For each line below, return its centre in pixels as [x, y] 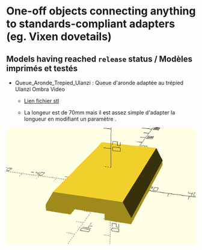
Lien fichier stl [41, 101]
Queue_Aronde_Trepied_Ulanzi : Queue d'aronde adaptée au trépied [99, 83]
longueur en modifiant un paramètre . [70, 119]
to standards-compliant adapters [91, 24]
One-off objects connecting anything [101, 11]
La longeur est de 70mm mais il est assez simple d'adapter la [99, 112]
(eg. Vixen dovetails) [59, 37]
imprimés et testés [42, 68]
